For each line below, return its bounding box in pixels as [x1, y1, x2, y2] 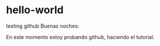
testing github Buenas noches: [6, 22, 79, 29]
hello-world [6, 3, 64, 17]
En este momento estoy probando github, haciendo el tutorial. [6, 33, 155, 40]
